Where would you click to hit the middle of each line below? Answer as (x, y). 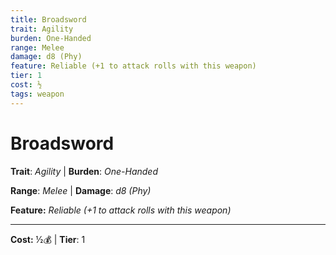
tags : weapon (37, 94)
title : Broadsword (48, 19)
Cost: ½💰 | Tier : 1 (48, 239)
